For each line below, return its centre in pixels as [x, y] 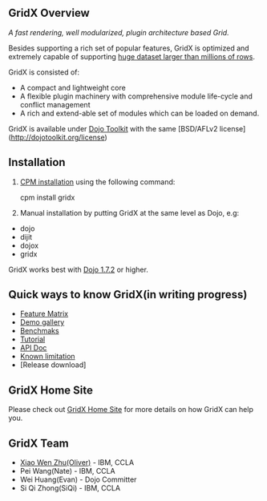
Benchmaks [39, 331]
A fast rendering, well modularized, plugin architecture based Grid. [119, 32]
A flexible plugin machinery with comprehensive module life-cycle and [136, 96]
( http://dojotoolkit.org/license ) [58, 137]
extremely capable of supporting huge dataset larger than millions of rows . [131, 56]
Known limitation [47, 357]
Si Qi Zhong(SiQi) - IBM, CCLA [70, 488]
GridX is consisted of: [44, 72]
